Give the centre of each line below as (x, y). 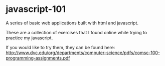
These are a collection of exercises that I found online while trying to (76, 32)
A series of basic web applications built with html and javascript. (72, 23)
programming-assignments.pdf (38, 58)
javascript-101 (36, 9)
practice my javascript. (29, 38)
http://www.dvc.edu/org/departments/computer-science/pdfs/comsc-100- (83, 53)
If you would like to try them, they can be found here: (60, 47)
